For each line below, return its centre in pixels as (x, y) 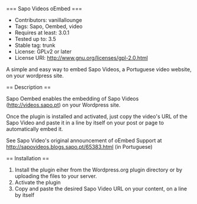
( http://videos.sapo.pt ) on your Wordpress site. (63, 105)
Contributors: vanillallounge (48, 20)
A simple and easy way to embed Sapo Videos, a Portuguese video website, (99, 69)
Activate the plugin (38, 182)
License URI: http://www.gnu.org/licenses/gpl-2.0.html (81, 58)
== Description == (29, 87)
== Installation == (28, 158)
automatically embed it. (35, 129)
